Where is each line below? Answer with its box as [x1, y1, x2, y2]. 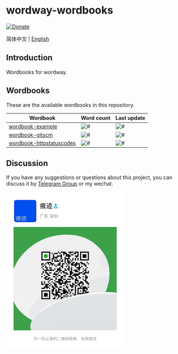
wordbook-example [8, 123, 58, 130]
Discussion [6, 158, 48, 168]
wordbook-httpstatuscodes [8, 139, 77, 147]
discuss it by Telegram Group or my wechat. [6, 180, 114, 187]
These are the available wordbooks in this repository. [6, 101, 135, 108]
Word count [81, 115, 111, 122]
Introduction [6, 53, 53, 63]
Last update [115, 115, 146, 122]
